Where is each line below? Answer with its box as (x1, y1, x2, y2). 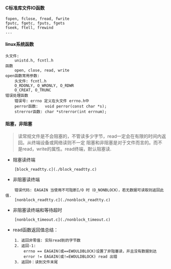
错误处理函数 (5, 93, 29, 98)
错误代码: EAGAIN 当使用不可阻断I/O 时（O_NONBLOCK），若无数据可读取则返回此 (14, 187, 164, 193)
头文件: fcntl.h (14, 79, 47, 84)
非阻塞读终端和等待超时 (12, 207, 62, 213)
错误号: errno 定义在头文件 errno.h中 (14, 98, 89, 104)
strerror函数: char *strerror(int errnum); (14, 110, 107, 115)
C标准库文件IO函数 (5, 5, 45, 11)
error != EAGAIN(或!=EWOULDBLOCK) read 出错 (23, 254, 117, 259)
